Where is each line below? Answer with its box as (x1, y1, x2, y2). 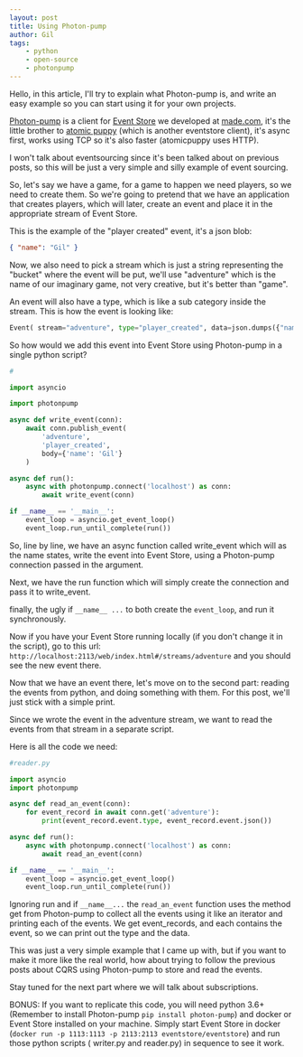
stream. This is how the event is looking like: (9, 305, 174, 316)
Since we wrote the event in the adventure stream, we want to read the (9, 714, 273, 725)
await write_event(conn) (41, 491, 135, 500)
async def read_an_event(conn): (9, 800, 131, 809)
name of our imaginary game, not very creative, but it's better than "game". (9, 278, 289, 289)
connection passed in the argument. (9, 559, 144, 570)
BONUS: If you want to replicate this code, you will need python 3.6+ (9, 999, 265, 1010)
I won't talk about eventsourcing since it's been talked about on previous (9, 152, 280, 163)
